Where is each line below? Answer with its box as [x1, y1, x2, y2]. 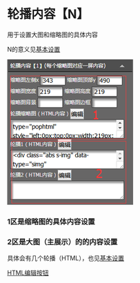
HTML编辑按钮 [7, 269, 50, 277]
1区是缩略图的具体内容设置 [7, 217, 95, 226]
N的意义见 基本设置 [7, 45, 61, 53]
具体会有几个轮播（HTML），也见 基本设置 [7, 254, 125, 262]
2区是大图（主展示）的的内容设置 [7, 237, 118, 246]
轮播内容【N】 [7, 6, 90, 22]
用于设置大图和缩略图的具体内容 [7, 30, 98, 39]
